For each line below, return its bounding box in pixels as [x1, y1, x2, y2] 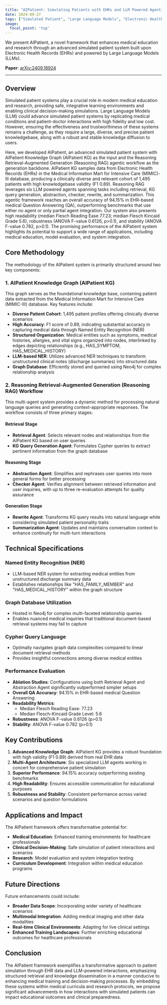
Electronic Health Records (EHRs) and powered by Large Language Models [5, 50, 159, 56]
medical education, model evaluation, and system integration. [5, 234, 131, 240]
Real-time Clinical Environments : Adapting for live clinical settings [12, 924, 150, 930]
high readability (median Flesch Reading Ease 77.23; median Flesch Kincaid [5, 213, 160, 219]
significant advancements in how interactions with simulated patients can [5, 989, 156, 995]
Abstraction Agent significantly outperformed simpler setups [12, 684, 137, 690]
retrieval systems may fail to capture [12, 621, 87, 627]
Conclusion [5, 949, 42, 958]
